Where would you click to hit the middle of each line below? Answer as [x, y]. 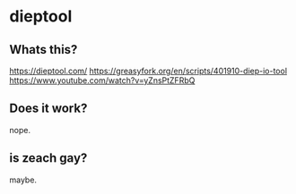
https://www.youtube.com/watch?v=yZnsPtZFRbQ [102, 80]
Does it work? [48, 109]
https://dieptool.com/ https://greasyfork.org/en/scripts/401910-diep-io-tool [148, 71]
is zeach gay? [48, 158]
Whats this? [44, 50]
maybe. [23, 180]
